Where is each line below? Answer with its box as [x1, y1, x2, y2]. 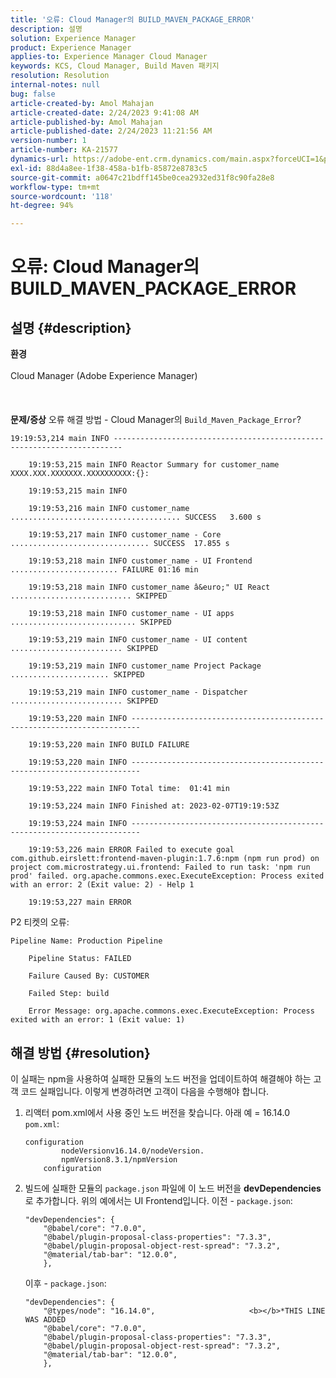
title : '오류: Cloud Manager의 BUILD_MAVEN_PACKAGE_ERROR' [10, 14, 255, 25]
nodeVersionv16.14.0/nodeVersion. [61, 1146, 205, 1156]
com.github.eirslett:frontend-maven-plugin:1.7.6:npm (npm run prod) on [10, 854, 320, 864]
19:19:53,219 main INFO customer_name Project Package [28, 661, 262, 671]
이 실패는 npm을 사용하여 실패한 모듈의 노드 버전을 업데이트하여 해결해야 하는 [10, 1072, 312, 1085]
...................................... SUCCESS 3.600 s [10, 512, 262, 523]
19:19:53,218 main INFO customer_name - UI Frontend [28, 556, 253, 566]
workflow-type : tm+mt [10, 182, 101, 192]
